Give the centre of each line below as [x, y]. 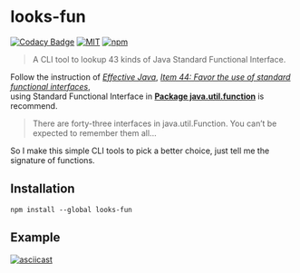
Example [35, 238]
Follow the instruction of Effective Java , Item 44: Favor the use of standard [150, 77]
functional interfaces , [50, 86]
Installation [43, 189]
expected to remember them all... [94, 132]
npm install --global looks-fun [71, 210]
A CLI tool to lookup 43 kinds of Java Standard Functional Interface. [159, 59]
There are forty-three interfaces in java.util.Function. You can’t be [155, 123]
